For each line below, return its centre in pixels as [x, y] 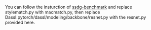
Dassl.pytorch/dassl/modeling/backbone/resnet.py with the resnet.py [76, 17]
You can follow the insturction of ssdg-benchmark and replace [69, 7]
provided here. [20, 22]
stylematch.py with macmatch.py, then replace [53, 12]
